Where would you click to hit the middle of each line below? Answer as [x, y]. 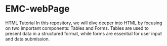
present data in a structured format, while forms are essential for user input [83, 33]
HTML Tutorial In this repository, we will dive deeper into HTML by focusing [84, 23]
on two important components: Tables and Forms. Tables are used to [77, 28]
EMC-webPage [37, 9]
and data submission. [28, 39]
